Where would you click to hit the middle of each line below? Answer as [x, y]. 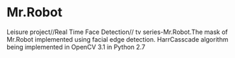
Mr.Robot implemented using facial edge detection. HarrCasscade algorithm [117, 39]
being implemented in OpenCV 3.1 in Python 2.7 [76, 47]
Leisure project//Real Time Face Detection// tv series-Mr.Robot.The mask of [117, 32]
